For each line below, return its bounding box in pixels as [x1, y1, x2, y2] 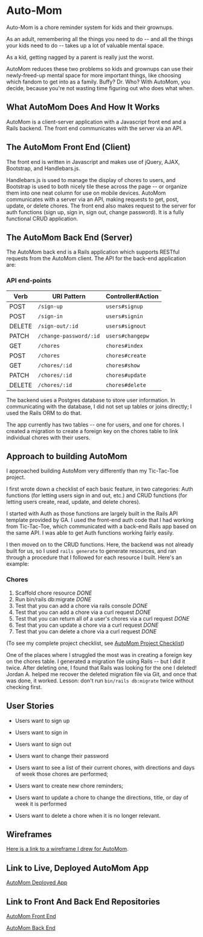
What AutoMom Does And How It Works [6, 102, 160, 113]
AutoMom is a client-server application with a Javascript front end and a [6, 118, 186, 125]
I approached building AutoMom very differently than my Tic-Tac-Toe [6, 467, 179, 475]
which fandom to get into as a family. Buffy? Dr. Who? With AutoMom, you [6, 78, 190, 85]
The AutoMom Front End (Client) [6, 142, 131, 152]
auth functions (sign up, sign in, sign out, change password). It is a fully [6, 208, 184, 215]
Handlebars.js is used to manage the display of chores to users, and [6, 176, 176, 183]
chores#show [105, 362, 140, 369]
